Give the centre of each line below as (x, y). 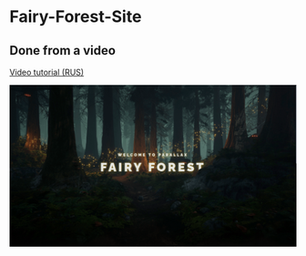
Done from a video (63, 51)
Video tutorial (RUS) (47, 72)
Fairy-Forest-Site (76, 17)
